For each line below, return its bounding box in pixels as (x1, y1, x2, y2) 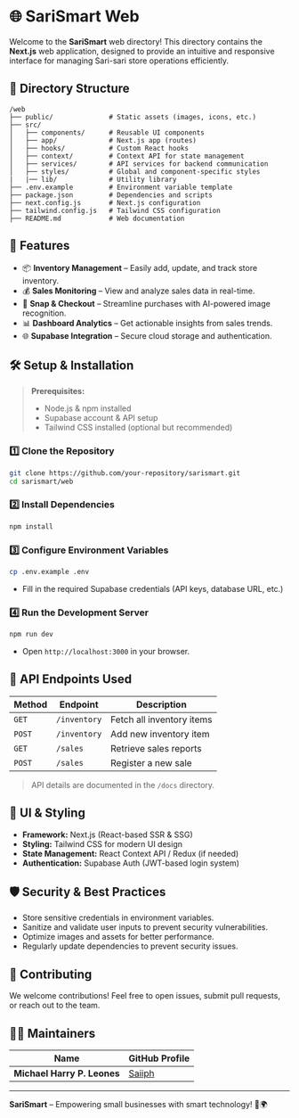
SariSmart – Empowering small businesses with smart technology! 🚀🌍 (9, 1099, 269, 1109)
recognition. (21, 308, 67, 318)
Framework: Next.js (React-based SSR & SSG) (21, 829, 193, 840)
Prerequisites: (30, 386, 85, 397)
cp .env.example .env (9, 567, 90, 576)
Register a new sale (110, 756, 193, 769)
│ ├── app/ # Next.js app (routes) (9, 136, 198, 144)
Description (136, 698, 187, 711)
